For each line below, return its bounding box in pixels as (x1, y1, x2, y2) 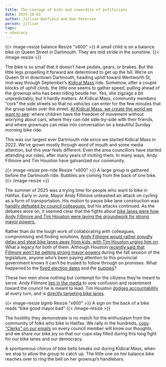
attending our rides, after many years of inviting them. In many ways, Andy (5, 152, 158, 158)
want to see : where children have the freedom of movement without (5, 111, 144, 117)
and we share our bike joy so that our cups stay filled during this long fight (5, 331, 157, 336)
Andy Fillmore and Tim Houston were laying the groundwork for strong (5, 214, 150, 219)
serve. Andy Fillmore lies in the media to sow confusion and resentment (5, 280, 152, 286)
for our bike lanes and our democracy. (5, 336, 83, 342)
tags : (5, 26, 16, 31)
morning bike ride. (5, 127, 43, 133)
